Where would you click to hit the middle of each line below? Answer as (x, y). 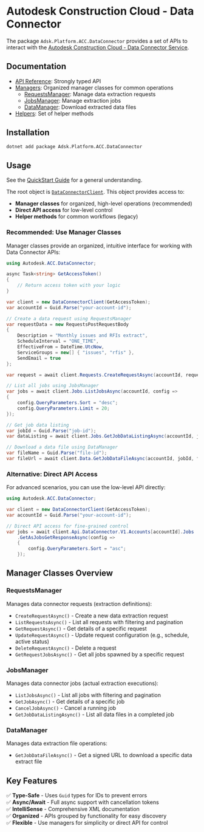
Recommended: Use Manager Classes (64, 232)
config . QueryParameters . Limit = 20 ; (64, 408)
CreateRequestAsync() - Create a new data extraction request (91, 616)
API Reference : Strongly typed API (58, 81)
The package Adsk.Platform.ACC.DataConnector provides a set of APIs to (97, 41)
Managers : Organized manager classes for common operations (94, 88)
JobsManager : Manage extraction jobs (73, 100)
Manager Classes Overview (60, 573)
